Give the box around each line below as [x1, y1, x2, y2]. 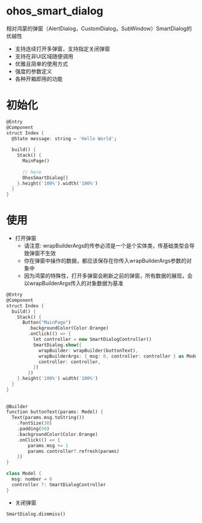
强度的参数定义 [14, 67, 52, 75]
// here [22, 169, 42, 175]
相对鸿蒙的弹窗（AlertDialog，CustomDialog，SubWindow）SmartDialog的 [6, 25, 192, 32]
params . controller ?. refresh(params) [28, 448, 120, 454]
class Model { [6, 471, 42, 477]
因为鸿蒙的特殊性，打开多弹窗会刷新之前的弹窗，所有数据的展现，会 [23, 272, 193, 280]
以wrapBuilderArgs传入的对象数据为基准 [23, 280, 124, 287]
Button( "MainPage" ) [22, 320, 71, 326]
